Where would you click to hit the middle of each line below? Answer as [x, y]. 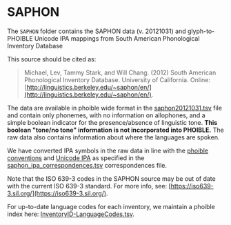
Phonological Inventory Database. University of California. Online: [117, 79]
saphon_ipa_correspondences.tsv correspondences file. [87, 165]
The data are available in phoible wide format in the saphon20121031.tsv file [115, 108]
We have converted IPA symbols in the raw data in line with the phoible [108, 150]
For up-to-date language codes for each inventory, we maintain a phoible [111, 206]
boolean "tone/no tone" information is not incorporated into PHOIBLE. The [115, 130]
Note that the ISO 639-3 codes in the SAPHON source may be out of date [111, 178]
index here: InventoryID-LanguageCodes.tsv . [71, 214]
